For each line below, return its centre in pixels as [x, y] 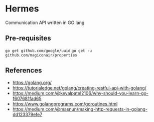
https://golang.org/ [32, 82]
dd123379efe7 [27, 114]
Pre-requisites [28, 38]
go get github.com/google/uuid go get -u [48, 50]
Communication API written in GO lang [45, 22]
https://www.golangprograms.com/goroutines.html [65, 103]
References [24, 70]
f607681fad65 [27, 98]
